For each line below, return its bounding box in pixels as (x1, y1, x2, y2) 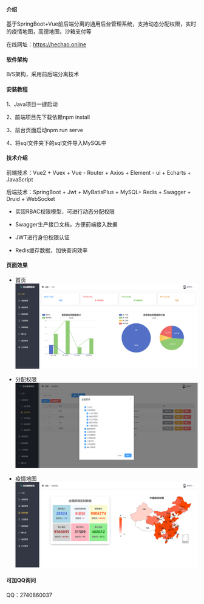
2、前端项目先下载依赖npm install (6, 113, 90, 121)
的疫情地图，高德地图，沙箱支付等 (6, 28, 92, 35)
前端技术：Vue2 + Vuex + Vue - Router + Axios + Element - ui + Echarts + (6, 169, 191, 176)
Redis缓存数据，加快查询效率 (15, 247, 88, 254)
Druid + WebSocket (6, 195, 56, 202)
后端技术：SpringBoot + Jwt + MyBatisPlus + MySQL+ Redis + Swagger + (6, 188, 191, 195)
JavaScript (6, 175, 33, 183)
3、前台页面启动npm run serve (6, 126, 84, 133)
